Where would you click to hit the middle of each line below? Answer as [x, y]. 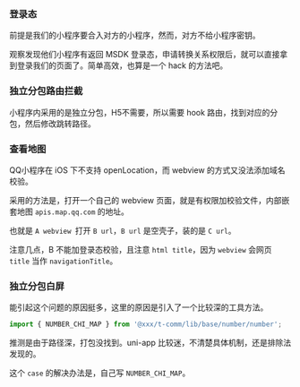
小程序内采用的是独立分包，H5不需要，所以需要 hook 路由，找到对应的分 [144, 112]
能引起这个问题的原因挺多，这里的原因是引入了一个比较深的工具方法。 [139, 307]
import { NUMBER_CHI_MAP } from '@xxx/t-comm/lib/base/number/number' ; [146, 324]
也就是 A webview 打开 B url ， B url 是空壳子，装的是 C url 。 [123, 230]
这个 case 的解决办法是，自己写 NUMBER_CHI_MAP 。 [100, 373]
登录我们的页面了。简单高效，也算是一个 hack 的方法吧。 [122, 65]
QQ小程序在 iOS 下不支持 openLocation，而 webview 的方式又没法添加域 [143, 170]
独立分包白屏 [37, 286]
